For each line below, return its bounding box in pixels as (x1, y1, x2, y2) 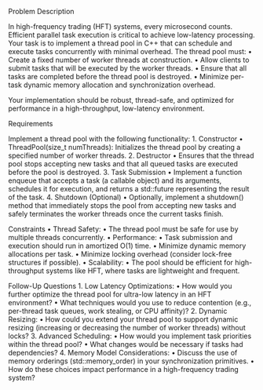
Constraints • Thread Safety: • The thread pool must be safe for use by (8, 224, 239, 234)
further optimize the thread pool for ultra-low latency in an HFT (8, 290, 212, 299)
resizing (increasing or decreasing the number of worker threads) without (8, 323, 246, 332)
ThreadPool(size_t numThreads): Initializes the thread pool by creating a (8, 143, 241, 151)
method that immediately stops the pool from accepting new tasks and (8, 201, 237, 210)
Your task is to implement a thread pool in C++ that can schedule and (8, 38, 232, 48)
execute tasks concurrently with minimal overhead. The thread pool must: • (8, 47, 253, 56)
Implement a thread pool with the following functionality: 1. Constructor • (8, 134, 243, 144)
